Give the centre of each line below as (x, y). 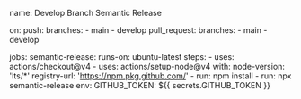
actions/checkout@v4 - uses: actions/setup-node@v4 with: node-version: (147, 66)
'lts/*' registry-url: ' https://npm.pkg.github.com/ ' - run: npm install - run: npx (150, 76)
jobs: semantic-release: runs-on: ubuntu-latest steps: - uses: (122, 57)
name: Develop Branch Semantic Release (85, 13)
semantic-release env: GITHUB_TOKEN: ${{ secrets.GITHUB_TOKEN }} (140, 85)
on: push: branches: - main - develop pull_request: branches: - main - (138, 30)
